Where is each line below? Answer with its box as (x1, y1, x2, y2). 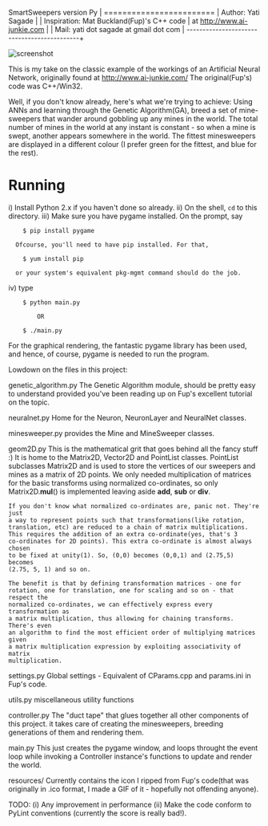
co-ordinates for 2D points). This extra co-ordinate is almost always (8, 537, 252, 545)
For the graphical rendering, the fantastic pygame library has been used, (8, 340, 247, 350)
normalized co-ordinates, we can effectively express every (8, 600, 214, 608)
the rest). (8, 149, 38, 157)
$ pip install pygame (22, 226, 94, 234)
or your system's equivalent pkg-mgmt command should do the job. (15, 269, 242, 277)
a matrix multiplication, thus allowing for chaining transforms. (8, 614, 234, 622)
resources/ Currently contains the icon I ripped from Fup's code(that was (8, 775, 250, 785)
